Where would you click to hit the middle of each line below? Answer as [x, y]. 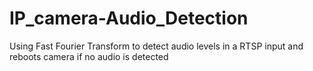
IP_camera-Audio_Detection [129, 18]
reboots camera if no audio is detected [89, 56]
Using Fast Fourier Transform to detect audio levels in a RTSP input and [156, 46]
